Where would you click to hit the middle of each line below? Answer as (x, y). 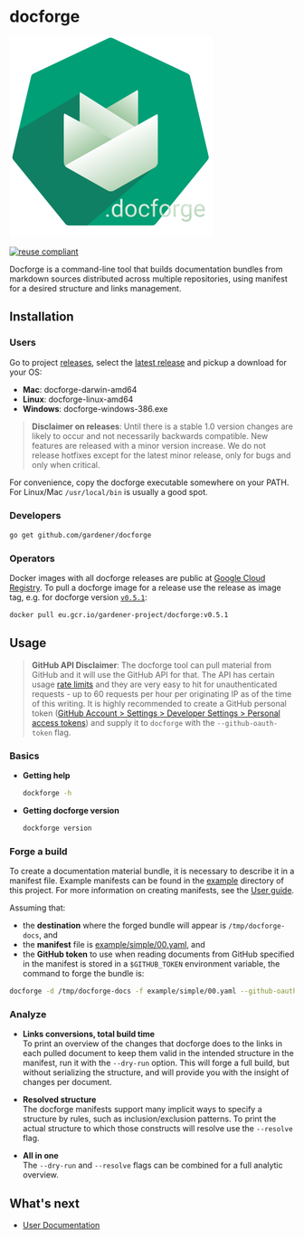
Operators (33, 558)
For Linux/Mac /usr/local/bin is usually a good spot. (109, 491)
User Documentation (61, 1225)
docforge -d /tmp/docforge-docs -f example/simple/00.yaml (123, 991)
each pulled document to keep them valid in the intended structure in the (158, 1053)
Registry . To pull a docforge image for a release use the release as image (146, 588)
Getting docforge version (71, 810)
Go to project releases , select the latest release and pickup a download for (148, 362)
